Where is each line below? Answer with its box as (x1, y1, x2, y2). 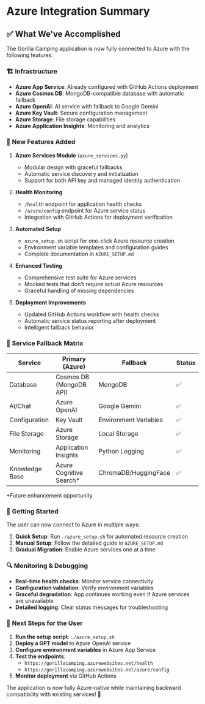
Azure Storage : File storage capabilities (15, 116, 116, 123)
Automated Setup (15, 225, 62, 232)
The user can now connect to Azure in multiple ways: (6, 521, 140, 528)
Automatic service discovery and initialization (24, 170, 138, 177)
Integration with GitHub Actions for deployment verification (24, 213, 173, 221)
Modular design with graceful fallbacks (24, 164, 123, 171)
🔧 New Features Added (6, 138, 76, 146)
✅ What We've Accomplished (6, 29, 121, 39)
